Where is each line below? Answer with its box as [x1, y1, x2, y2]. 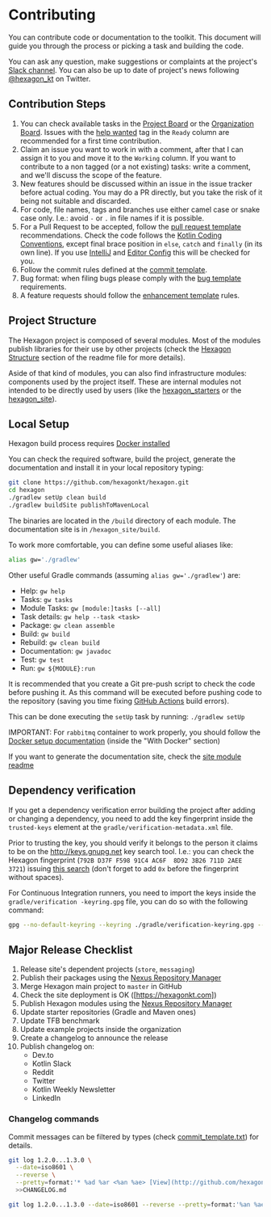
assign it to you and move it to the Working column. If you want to [19, 153, 236, 162]
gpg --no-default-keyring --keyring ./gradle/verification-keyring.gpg [8, 920, 254, 929]
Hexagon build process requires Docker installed [8, 439, 171, 448]
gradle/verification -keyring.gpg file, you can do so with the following [8, 896, 248, 906]
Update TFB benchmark [19, 1016, 100, 1025]
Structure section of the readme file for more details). [8, 352, 186, 362]
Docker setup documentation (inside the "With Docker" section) [8, 735, 220, 745]
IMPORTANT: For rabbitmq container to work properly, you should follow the [8, 727, 261, 737]
